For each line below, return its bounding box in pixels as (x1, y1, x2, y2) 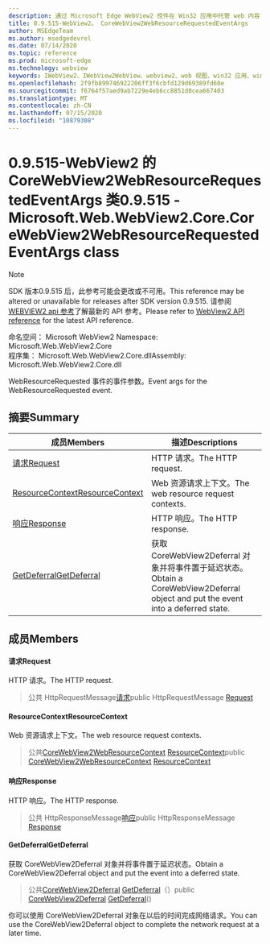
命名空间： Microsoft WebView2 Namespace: (8, 332, 158, 342)
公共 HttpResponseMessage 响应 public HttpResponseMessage (27, 813, 235, 822)
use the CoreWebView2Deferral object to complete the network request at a (8, 919, 260, 929)
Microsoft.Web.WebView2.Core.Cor (8, 209, 255, 227)
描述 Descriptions (171, 437, 238, 448)
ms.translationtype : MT (8, 94, 88, 102)
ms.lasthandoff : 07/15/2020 (8, 110, 103, 118)
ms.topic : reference (8, 49, 78, 57)
